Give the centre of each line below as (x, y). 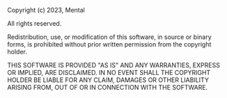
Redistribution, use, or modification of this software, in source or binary (110, 37)
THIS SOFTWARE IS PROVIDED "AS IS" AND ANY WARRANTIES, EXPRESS (114, 65)
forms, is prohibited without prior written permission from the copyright (109, 44)
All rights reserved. (34, 23)
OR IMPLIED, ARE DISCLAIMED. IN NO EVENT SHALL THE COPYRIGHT (109, 73)
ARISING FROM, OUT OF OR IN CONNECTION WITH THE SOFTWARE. (108, 87)
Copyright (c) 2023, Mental (46, 10)
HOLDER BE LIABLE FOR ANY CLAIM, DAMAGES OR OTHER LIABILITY (108, 80)
